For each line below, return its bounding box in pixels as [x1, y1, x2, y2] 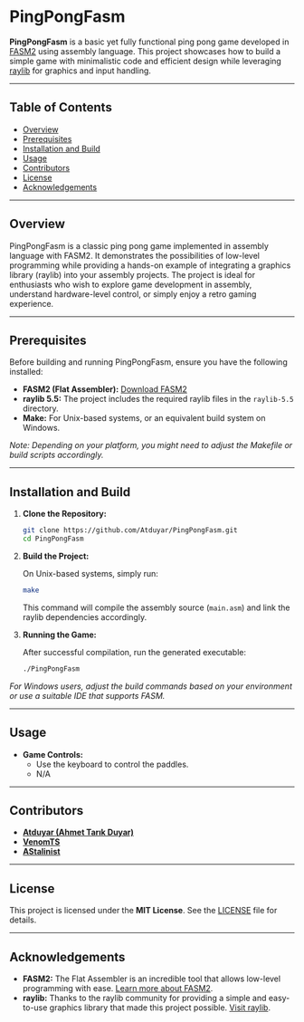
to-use [22, 1002, 48, 1013]
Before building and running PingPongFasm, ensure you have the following [9, 357, 288, 368]
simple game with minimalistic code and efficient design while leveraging [9, 55, 282, 66]
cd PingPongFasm [22, 534, 84, 544]
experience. [9, 298, 54, 309]
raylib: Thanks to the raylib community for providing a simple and [22, 992, 267, 1003]
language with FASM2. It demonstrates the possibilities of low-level [9, 250, 261, 261]
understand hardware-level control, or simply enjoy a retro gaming [9, 288, 257, 300]
